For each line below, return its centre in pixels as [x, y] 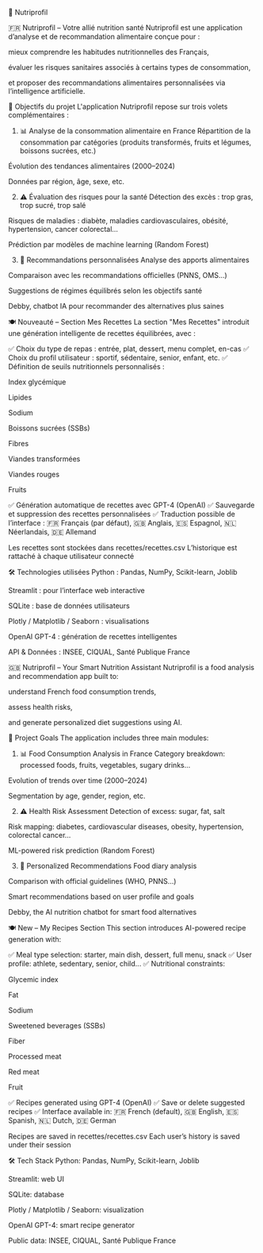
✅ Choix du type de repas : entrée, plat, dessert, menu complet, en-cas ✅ [129, 349]
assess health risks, [40, 707]
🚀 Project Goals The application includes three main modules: [109, 738]
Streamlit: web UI [36, 1179]
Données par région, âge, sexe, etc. [67, 181]
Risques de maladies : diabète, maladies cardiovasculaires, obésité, [118, 221]
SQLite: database [36, 1194]
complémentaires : [38, 115]
